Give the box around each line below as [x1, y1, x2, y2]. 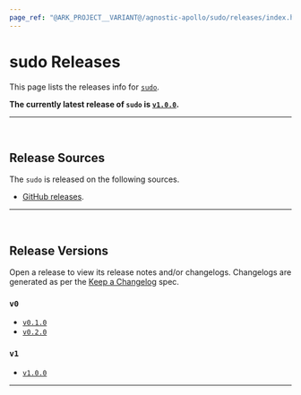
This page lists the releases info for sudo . [9, 82, 159, 92]
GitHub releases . [21, 192, 85, 202]
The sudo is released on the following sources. [9, 174, 180, 185]
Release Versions [9, 243, 109, 258]
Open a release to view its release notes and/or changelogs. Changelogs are [9, 267, 292, 278]
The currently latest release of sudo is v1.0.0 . [9, 99, 179, 109]
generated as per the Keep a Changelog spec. [9, 277, 179, 288]
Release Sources [9, 150, 106, 166]
